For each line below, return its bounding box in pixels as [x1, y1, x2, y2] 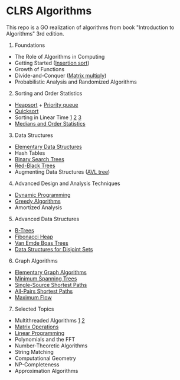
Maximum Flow [14, 293, 52, 301]
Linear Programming [14, 329, 65, 336]
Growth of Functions [14, 65, 65, 72]
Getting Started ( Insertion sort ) [14, 59, 90, 66]
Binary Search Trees [14, 155, 65, 162]
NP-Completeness [14, 360, 60, 368]
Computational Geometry [14, 355, 77, 362]
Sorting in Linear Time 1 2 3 [14, 114, 81, 121]
